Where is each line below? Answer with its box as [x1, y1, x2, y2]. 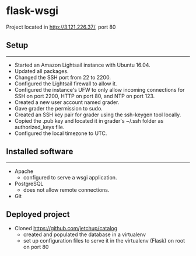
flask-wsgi [6, 4, 59, 18]
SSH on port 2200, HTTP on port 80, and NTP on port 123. [14, 92, 155, 99]
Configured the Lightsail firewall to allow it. [14, 80, 117, 87]
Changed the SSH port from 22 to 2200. [14, 74, 111, 81]
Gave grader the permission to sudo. [14, 105, 103, 112]
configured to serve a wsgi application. [23, 174, 117, 181]
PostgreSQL [14, 180, 44, 187]
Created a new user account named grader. [14, 98, 120, 106]
